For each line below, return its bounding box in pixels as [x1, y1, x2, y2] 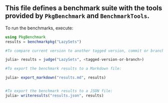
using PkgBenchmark [5, 34, 46, 39]
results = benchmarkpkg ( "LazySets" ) [5, 39, 81, 44]
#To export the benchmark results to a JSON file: [5, 89, 113, 94]
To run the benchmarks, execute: [5, 25, 73, 31]
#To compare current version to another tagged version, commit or [5, 48, 149, 53]
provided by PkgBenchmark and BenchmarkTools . [5, 12, 150, 20]
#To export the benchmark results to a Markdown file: [5, 66, 122, 71]
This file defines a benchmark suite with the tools [5, 4, 162, 12]
